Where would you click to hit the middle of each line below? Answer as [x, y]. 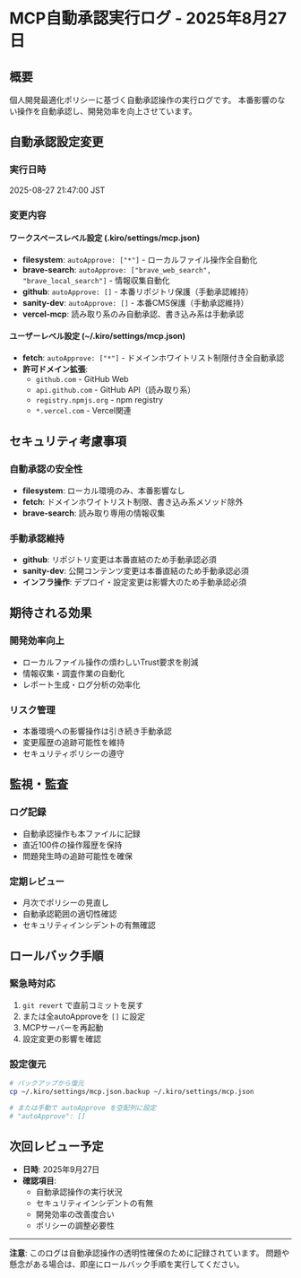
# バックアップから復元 [47, 1083]
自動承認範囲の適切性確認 [69, 913]
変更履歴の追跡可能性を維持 [73, 742]
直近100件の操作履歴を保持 [72, 845]
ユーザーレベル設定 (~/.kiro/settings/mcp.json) [98, 336]
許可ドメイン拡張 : [55, 369]
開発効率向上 [37, 640]
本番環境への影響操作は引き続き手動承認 [97, 731]
